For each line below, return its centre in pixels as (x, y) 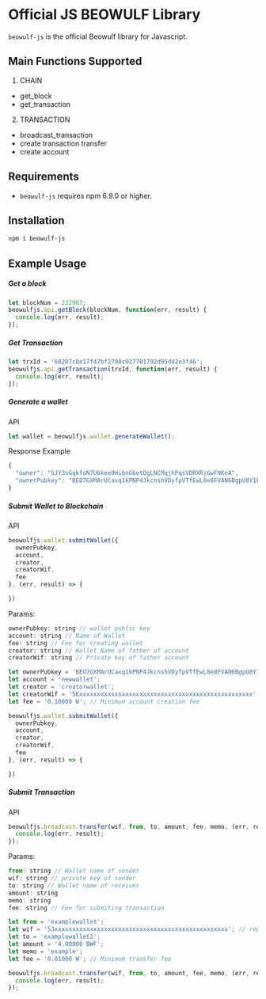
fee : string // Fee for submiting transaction (86, 908)
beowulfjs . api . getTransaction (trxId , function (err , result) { (113, 369)
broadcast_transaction (56, 135)
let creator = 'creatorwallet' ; (61, 687)
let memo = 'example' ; (46, 952)
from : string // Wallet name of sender (74, 871)
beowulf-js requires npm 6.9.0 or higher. (85, 196)
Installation (36, 220)
